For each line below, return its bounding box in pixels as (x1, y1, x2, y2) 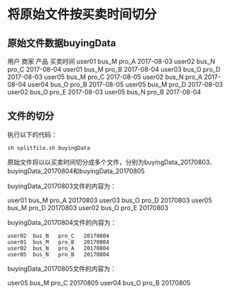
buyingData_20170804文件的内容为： (7, 218, 117, 227)
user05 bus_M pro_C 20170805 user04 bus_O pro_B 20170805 (7, 278, 191, 287)
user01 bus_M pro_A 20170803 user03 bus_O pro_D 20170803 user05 (7, 196, 212, 205)
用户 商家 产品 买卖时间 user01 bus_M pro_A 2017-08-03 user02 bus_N (7, 58, 215, 65)
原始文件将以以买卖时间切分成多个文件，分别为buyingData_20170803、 (7, 158, 217, 166)
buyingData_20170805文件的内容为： (7, 264, 117, 273)
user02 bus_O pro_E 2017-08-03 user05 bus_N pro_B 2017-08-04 (7, 88, 202, 96)
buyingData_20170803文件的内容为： (7, 182, 117, 190)
